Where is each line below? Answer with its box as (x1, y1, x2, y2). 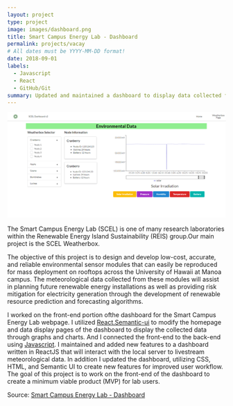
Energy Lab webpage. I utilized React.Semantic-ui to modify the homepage (7, 318, 222, 327)
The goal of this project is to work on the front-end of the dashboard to (7, 370, 210, 378)
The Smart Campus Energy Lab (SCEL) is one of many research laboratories (7, 225, 225, 233)
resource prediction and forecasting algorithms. (7, 298, 144, 306)
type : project (7, 18, 49, 26)
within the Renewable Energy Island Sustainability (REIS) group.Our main (7, 232, 214, 241)
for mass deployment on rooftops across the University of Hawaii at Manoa (7, 268, 222, 276)
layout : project (7, 11, 54, 18)
